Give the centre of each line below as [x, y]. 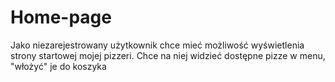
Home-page [61, 17]
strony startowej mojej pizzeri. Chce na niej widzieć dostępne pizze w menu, [168, 55]
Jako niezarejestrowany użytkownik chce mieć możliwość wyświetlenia [157, 45]
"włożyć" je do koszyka [58, 66]
